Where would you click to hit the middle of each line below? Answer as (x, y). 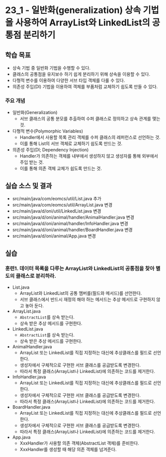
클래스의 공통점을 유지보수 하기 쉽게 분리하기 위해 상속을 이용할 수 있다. (81, 74)
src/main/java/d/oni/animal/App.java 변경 (54, 236)
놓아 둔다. (34, 305)
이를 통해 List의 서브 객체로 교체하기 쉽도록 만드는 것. (71, 144)
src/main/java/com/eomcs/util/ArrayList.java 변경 (62, 205)
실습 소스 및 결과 (29, 185)
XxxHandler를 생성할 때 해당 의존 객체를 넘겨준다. (68, 449)
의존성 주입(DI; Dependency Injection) (50, 150)
